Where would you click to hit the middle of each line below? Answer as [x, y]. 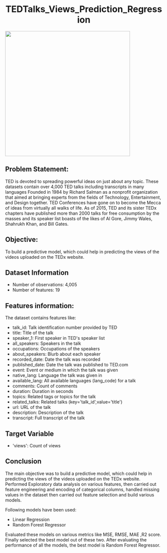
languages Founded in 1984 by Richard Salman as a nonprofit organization [82, 192]
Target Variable [29, 434]
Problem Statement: [37, 169]
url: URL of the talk [32, 407]
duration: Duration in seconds [43, 391]
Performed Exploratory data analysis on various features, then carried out [81, 484]
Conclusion [23, 461]
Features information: [40, 306]
